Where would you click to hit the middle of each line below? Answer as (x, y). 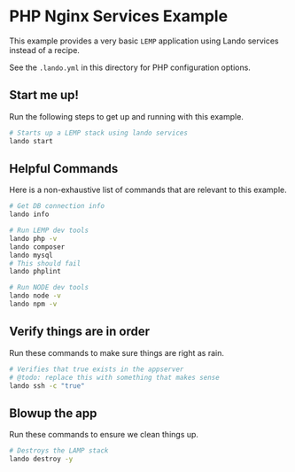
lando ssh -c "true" (47, 386)
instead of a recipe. (44, 50)
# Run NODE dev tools (49, 288)
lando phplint (35, 272)
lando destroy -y (41, 459)
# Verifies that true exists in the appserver (97, 369)
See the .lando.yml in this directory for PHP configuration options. (130, 67)
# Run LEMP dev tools (49, 231)
